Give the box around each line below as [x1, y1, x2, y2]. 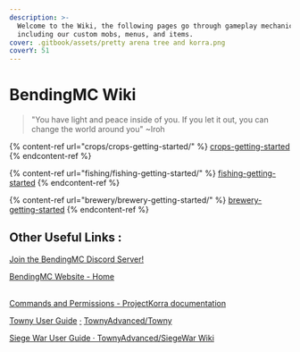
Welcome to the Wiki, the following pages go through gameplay [17, 21, 257, 30]
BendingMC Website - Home [9, 271, 114, 281]
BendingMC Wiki [9, 85, 137, 105]
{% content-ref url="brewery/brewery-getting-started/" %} [9, 195, 227, 205]
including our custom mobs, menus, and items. [17, 29, 194, 38]
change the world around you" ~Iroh [30, 124, 165, 135]
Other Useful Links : [9, 230, 122, 246]
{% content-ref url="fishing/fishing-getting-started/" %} [9, 168, 217, 179]
